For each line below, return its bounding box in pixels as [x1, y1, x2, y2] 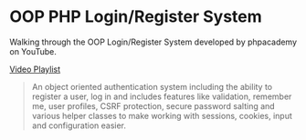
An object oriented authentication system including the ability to [31, 81, 273, 92]
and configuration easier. [31, 120, 126, 131]
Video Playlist [9, 64, 61, 75]
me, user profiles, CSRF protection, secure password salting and [31, 100, 276, 111]
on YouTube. [9, 45, 58, 56]
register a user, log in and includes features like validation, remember [31, 91, 292, 102]
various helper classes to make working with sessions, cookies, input [31, 110, 292, 121]
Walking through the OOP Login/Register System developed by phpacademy [9, 36, 298, 47]
